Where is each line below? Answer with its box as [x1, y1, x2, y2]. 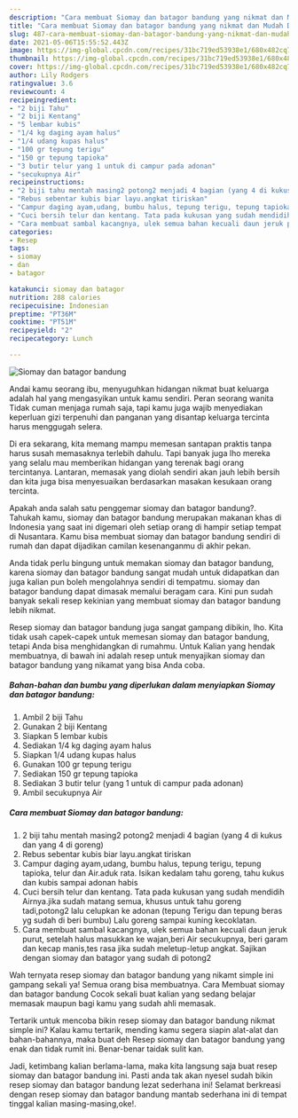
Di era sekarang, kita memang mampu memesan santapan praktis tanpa [9, 438, 272, 449]
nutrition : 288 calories [9, 293, 101, 302]
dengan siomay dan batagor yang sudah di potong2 [21, 952, 212, 963]
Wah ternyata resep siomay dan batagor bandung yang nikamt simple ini [9, 969, 274, 980]
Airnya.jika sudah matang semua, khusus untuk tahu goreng [21, 895, 242, 906]
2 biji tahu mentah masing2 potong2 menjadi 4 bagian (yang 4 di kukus [21, 830, 282, 840]
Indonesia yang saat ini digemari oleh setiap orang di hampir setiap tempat [9, 521, 282, 532]
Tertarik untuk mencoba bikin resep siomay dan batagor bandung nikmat [9, 1015, 276, 1026]
